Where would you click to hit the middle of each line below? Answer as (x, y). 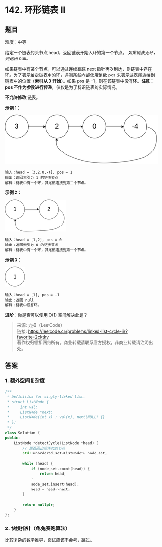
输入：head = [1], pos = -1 (32, 295)
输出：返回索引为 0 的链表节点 (32, 245)
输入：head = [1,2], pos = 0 (33, 240)
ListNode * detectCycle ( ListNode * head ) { (56, 443)
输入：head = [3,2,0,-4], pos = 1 (39, 173)
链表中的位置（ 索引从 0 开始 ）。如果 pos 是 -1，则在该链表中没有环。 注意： (80, 81)
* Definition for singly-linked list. (46, 397)
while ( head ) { (38, 464)
